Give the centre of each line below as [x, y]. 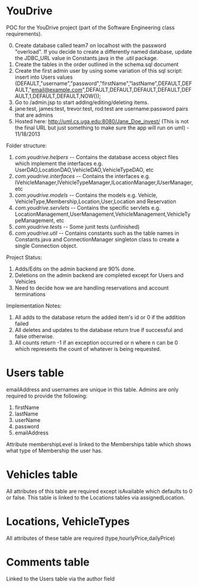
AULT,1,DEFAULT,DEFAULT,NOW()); [58, 96]
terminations [30, 294]
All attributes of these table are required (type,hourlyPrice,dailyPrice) [91, 538]
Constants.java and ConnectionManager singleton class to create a [97, 239]
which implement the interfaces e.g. [59, 163]
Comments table [48, 562]
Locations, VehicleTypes [68, 521]
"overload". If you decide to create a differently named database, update [103, 51]
